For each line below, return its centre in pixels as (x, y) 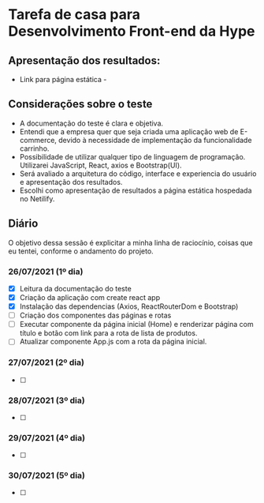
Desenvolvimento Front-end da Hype (132, 31)
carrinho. (34, 148)
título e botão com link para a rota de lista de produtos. (108, 333)
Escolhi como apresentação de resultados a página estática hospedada (136, 190)
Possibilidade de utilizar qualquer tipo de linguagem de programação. (132, 156)
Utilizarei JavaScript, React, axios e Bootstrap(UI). (101, 165)
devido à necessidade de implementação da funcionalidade (155, 140)
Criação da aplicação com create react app (89, 297)
